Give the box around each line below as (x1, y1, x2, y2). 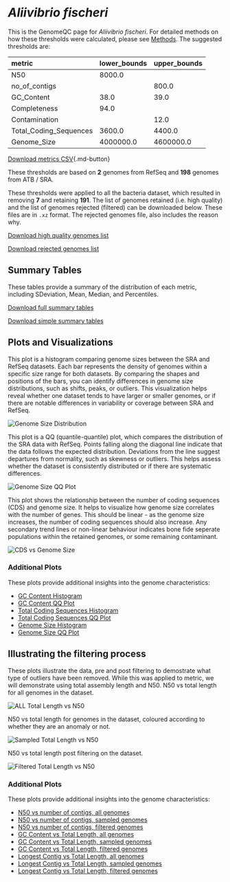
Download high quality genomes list (8, 231, 109, 239)
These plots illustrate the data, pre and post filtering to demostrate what (8, 666, 211, 674)
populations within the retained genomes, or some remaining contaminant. (8, 532, 218, 540)
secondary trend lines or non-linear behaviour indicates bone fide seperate (8, 525, 220, 533)
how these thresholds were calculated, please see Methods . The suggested (8, 34, 222, 43)
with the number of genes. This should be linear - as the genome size (8, 510, 205, 518)
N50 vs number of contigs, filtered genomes (17, 823, 143, 831)
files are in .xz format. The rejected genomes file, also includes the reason (8, 210, 218, 219)
